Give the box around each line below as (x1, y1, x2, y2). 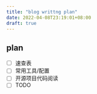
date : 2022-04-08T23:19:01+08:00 (6, 15, 92, 21)
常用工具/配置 (15, 67, 50, 75)
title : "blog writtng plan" (6, 8, 78, 15)
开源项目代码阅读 (15, 75, 59, 82)
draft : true (6, 20, 37, 26)
